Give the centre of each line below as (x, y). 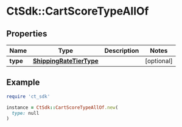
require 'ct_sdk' (28, 96)
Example (23, 82)
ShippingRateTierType (65, 61)
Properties (27, 34)
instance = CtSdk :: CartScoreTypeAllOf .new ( (62, 108)
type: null (26, 113)
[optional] (159, 61)
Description (122, 51)
